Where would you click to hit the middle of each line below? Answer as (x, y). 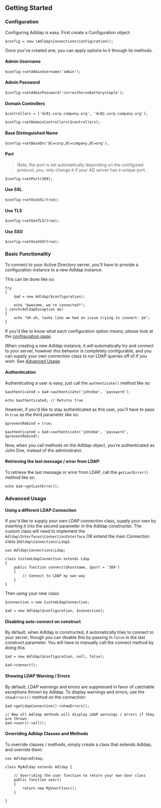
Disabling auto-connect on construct (43, 622)
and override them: (24, 749)
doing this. (15, 648)
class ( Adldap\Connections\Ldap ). (38, 541)
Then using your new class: (32, 593)
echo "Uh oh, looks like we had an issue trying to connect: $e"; (82, 318)
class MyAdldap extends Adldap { (39, 767)
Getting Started (29, 8)
